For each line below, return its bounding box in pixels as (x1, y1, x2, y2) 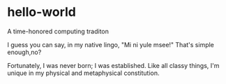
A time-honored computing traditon (7, 27, 110, 35)
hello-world (7, 4, 77, 20)
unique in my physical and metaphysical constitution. (7, 69, 160, 77)
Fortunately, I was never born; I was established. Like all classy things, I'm (7, 61, 220, 69)
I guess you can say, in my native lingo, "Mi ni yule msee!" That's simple (7, 40, 215, 49)
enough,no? (7, 48, 42, 56)
